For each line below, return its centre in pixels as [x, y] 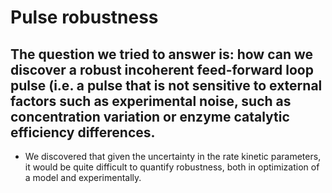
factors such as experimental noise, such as [151, 101]
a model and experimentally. [83, 177]
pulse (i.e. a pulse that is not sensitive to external [166, 85]
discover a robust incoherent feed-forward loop [162, 69]
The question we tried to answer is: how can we [162, 54]
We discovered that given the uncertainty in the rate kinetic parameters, [173, 156]
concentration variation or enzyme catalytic [150, 116]
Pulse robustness [84, 17]
